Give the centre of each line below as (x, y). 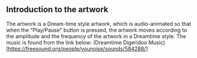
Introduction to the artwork (57, 10)
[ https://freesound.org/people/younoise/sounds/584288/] (77, 49)
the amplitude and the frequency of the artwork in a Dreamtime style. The (96, 36)
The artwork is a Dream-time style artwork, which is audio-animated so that (99, 23)
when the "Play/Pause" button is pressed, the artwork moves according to (97, 30)
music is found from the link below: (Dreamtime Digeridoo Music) (86, 42)
